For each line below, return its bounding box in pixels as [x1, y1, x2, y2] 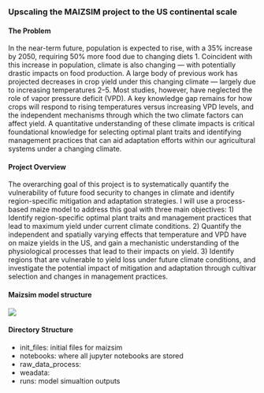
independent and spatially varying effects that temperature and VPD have [8, 230, 247, 239]
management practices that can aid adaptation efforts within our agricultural [8, 136, 256, 145]
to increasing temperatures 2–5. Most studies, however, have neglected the [8, 85, 253, 95]
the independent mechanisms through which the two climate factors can [8, 110, 244, 120]
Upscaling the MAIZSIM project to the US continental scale [8, 6, 238, 17]
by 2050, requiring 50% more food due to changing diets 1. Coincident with [8, 52, 253, 62]
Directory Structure [8, 325, 73, 335]
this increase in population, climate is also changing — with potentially [8, 60, 236, 69]
